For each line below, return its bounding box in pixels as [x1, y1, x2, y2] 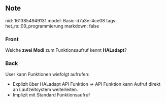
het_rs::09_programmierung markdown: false [5, 23, 99, 29]
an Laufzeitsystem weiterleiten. [12, 86, 78, 93]
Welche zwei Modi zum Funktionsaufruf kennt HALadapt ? [5, 47, 127, 53]
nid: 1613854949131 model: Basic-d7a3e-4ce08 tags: [5, 17, 117, 23]
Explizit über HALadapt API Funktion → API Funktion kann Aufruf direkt [12, 81, 161, 87]
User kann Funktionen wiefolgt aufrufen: [5, 71, 90, 78]
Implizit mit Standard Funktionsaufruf [12, 92, 90, 98]
